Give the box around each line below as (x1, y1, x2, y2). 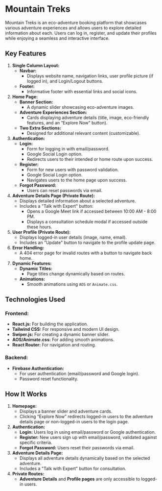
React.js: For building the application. (12, 321, 88, 327)
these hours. (26, 224, 52, 230)
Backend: (5, 354, 28, 361)
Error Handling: (12, 245, 45, 250)
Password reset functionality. (19, 376, 78, 382)
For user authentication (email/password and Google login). (19, 370, 139, 376)
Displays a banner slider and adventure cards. (19, 408, 113, 414)
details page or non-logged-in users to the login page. (19, 418, 129, 424)
